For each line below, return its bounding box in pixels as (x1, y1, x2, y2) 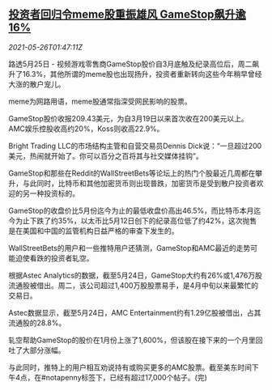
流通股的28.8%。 (8, 318, 66, 328)
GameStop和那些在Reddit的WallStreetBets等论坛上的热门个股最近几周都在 (8, 168, 256, 178)
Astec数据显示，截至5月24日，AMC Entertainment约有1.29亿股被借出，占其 (8, 307, 261, 317)
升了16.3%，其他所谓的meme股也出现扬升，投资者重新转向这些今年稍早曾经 (8, 69, 262, 78)
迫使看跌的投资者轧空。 (15, 253, 94, 263)
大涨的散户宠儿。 (8, 79, 66, 89)
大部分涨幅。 (22, 345, 66, 354)
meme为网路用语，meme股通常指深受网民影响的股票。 (8, 96, 192, 106)
